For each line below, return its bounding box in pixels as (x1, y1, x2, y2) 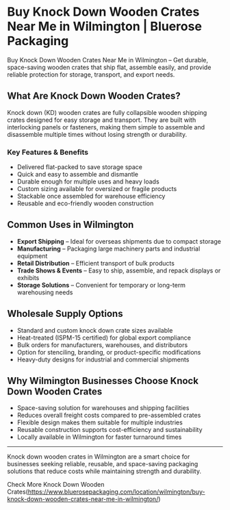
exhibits (16, 273, 40, 281)
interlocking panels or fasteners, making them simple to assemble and (7, 123, 205, 131)
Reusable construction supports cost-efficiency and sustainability (16, 426, 203, 434)
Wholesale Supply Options (7, 308, 123, 320)
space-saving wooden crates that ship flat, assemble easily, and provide (7, 63, 212, 71)
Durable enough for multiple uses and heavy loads (16, 177, 159, 186)
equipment (16, 251, 48, 260)
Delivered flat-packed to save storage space (16, 163, 142, 171)
